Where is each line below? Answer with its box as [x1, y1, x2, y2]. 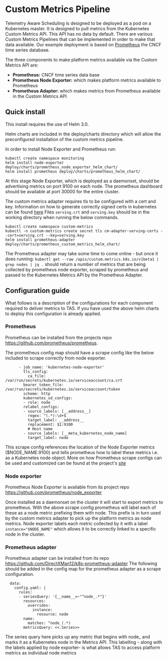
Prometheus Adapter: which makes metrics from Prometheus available [12, 88, 161, 94]
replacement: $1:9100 [27, 422, 73, 427]
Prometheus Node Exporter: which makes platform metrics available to [12, 77, 161, 83]
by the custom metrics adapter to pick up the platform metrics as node [5, 515, 152, 522]
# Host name [27, 426, 53, 431]
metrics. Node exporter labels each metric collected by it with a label [5, 521, 148, 527]
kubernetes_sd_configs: [23, 395, 73, 401]
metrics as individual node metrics [5, 650, 76, 656]
